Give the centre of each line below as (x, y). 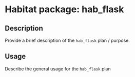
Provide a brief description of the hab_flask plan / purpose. (67, 40)
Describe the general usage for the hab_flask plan (58, 69)
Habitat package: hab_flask (64, 9)
